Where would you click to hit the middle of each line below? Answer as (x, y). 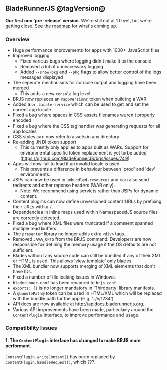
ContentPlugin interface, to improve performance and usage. (76, 315)
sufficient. (23, 250)
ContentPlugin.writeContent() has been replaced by (60, 357)
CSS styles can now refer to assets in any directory (66, 137)
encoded (22, 120)
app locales (25, 131)
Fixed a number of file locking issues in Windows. (64, 277)
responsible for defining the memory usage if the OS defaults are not (84, 245)
